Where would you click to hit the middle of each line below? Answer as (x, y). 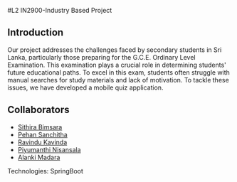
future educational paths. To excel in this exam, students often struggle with (118, 72)
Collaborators (38, 110)
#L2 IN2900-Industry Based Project (60, 10)
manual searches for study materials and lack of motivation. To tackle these (118, 80)
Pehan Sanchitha (42, 134)
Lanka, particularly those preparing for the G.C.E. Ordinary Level (101, 57)
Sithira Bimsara (40, 127)
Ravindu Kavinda (42, 142)
